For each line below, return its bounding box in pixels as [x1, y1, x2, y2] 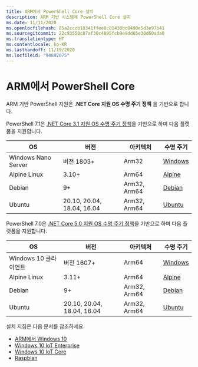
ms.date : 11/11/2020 [6, 19, 57, 25]
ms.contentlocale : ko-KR [6, 42, 67, 48]
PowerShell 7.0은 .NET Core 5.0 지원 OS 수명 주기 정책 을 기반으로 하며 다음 [6, 220, 181, 227]
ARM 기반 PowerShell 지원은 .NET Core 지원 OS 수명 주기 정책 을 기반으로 [6, 100, 179, 107]
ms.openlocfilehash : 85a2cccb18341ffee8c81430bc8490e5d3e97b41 [6, 25, 165, 31]
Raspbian [14, 354, 38, 361]
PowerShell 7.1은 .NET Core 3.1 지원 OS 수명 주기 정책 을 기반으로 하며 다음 [6, 120, 179, 127]
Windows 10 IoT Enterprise [14, 342, 80, 349]
